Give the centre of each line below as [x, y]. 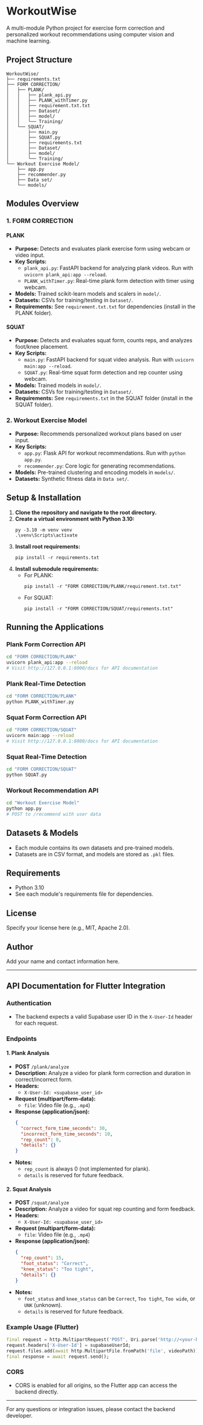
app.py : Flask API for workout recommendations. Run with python [105, 453]
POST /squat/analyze [42, 1203]
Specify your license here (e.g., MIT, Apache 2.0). [68, 928]
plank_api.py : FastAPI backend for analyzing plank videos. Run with [108, 268]
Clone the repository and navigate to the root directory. [86, 512]
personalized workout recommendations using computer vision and [90, 34]
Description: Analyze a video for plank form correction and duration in [103, 1073]
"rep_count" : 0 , [41, 1140]
